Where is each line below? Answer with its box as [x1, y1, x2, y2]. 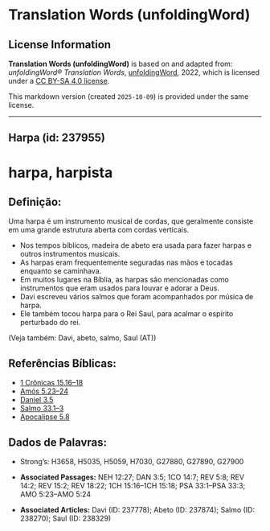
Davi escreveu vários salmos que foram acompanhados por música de [19, 292, 254, 302]
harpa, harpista [8, 163, 113, 182]
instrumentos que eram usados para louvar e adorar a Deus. [19, 283, 219, 293]
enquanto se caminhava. [19, 266, 102, 276]
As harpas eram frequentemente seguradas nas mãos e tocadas [19, 257, 233, 267]
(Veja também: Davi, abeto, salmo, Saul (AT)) [8, 333, 157, 343]
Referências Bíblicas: [8, 356, 117, 370]
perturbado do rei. [19, 318, 81, 327]
